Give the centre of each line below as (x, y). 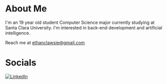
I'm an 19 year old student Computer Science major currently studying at (80, 22)
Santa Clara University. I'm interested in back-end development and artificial (84, 27)
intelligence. (18, 33)
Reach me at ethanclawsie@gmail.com (45, 42)
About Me (26, 9)
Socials (21, 63)
